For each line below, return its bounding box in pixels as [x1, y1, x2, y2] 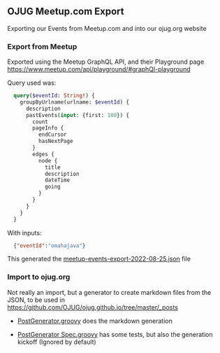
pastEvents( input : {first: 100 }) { [25, 111, 130, 118]
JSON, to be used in [7, 296, 65, 304]
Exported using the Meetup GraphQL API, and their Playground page [7, 57, 205, 66]
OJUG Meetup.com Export [7, 6, 124, 18]
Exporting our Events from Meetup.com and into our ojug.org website [7, 24, 207, 32]
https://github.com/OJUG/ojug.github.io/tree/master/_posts [7, 303, 178, 311]
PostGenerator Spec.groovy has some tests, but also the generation [17, 330, 213, 338]
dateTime [44, 176, 71, 184]
